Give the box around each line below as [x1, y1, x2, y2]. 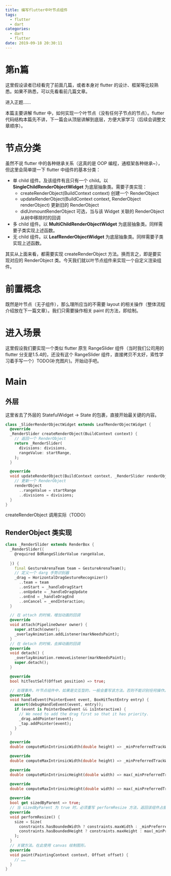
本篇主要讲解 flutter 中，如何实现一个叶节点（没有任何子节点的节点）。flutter [5, 110, 164, 116]
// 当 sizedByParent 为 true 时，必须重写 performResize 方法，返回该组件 [10, 805, 159, 810]
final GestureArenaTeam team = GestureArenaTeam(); [14, 566, 126, 571]
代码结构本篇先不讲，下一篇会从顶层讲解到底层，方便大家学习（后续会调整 [5, 116, 161, 122]
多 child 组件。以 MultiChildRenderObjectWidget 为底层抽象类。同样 [12, 221, 159, 227]
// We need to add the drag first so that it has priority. [18, 712, 149, 717]
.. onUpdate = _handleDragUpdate [18, 589, 88, 595]
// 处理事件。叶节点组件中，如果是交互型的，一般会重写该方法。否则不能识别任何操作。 [10, 688, 168, 693]
